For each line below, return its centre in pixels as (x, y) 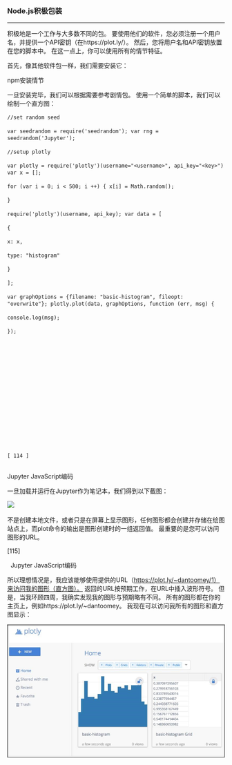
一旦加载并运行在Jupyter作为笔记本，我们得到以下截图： (88, 491)
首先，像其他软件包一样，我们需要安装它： (68, 66)
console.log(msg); (33, 318)
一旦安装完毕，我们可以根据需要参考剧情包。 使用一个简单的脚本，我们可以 (114, 95)
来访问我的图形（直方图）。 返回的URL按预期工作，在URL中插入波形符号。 (112, 589)
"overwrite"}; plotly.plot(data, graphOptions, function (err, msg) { (111, 304)
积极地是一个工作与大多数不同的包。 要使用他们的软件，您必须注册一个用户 (114, 34)
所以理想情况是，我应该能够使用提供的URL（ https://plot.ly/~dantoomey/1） (114, 580)
